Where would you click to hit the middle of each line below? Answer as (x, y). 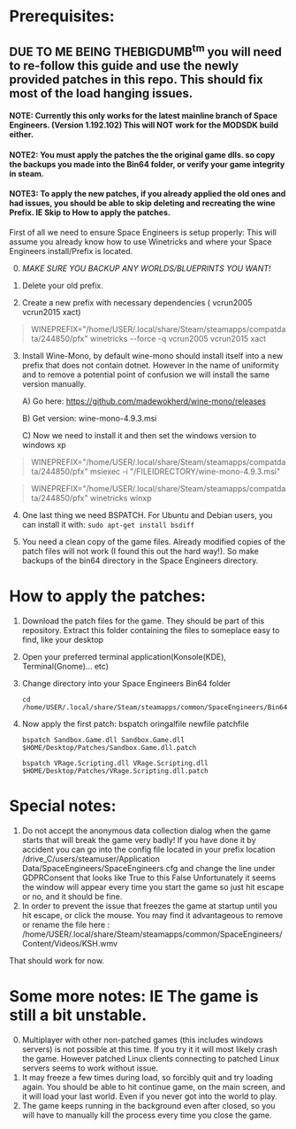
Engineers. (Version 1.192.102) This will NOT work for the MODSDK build (144, 125)
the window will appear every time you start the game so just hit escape (153, 886)
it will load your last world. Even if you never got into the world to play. (150, 1096)
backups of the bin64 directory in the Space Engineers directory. (140, 561)
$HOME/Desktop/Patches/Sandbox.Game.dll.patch (109, 747)
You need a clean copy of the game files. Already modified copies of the (153, 541)
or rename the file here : (66, 924)
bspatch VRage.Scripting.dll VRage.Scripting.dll (115, 763)
